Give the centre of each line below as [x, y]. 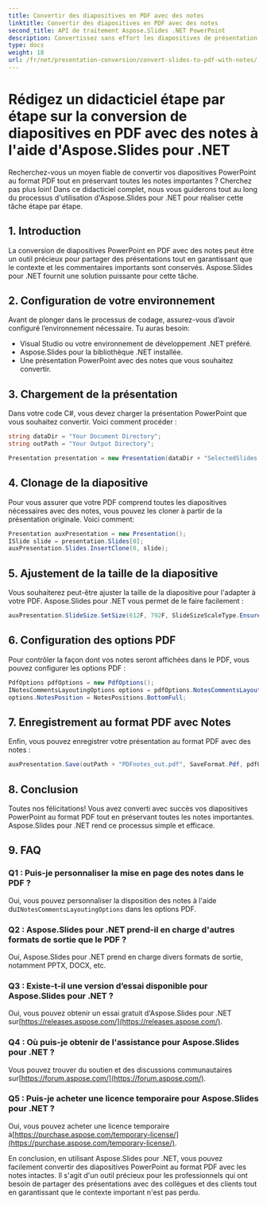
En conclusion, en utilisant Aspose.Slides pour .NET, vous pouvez [116, 1158]
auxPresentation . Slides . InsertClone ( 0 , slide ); [89, 549]
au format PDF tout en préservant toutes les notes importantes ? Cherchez [130, 181]
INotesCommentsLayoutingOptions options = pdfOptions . [101, 690]
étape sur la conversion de [98, 117]
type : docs [26, 45]
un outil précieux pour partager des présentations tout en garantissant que [130, 259]
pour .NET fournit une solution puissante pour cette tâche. [103, 276]
